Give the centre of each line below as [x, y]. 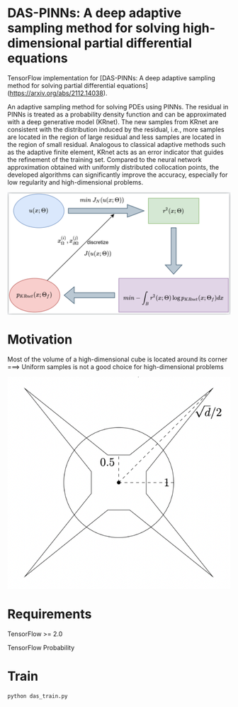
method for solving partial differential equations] [78, 85]
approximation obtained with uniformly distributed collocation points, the [113, 167]
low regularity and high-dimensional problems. [75, 182]
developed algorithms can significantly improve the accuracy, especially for [118, 175]
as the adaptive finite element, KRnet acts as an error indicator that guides [116, 152]
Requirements [50, 614]
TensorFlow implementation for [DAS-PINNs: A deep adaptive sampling [112, 78]
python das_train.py [38, 696]
